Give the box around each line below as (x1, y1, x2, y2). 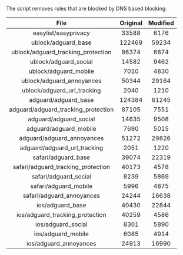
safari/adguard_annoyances (22, 191, 100, 200)
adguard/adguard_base (29, 96, 94, 104)
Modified (148, 19, 175, 27)
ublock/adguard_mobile (28, 67, 94, 75)
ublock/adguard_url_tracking (21, 87, 101, 94)
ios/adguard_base (36, 201, 86, 209)
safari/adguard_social (31, 173, 91, 180)
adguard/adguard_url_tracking (19, 144, 104, 152)
